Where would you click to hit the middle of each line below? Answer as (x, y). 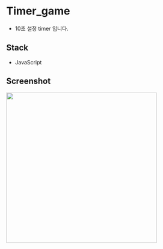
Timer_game (38, 11)
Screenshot (29, 81)
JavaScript (28, 62)
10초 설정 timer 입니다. (42, 28)
